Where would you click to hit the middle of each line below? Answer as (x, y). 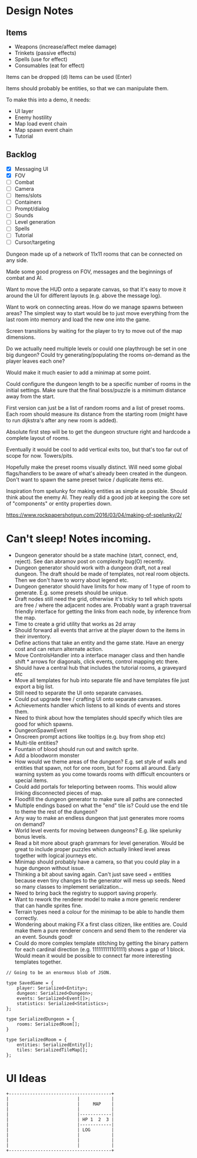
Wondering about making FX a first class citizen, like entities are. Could (101, 924)
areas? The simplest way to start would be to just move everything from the (98, 313)
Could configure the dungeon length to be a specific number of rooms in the (98, 383)
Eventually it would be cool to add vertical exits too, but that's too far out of (97, 449)
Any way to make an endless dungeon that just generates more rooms (99, 818)
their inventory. (33, 636)
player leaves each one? (36, 361)
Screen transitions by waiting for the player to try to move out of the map (94, 330)
